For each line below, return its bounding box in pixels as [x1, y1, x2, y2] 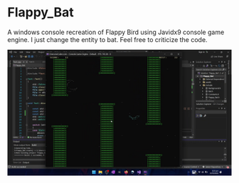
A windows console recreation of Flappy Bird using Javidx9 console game [7, 28, 225, 36]
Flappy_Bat [7, 4, 75, 21]
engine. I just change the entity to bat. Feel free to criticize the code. [7, 35, 208, 43]
